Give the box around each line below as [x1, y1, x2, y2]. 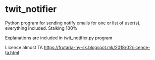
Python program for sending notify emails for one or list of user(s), [5, 20, 141, 26]
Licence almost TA [5, 44, 43, 50]
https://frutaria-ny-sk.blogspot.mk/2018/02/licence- [44, 44, 150, 50]
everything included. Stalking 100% [5, 25, 78, 31]
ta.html [5, 50, 20, 56]
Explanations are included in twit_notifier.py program [5, 35, 113, 41]
